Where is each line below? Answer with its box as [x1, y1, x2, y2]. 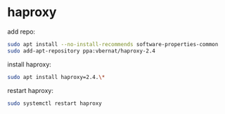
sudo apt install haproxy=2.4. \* [7, 73, 105, 80]
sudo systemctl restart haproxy [7, 99, 102, 107]
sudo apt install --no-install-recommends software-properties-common [7, 41, 219, 48]
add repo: [7, 27, 36, 36]
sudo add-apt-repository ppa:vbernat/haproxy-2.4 [7, 47, 156, 55]
